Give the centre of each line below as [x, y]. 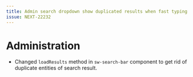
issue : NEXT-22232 [28, 17]
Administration [43, 46]
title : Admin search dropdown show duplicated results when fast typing [97, 11]
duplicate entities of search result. [56, 68]
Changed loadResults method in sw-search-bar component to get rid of [101, 62]
